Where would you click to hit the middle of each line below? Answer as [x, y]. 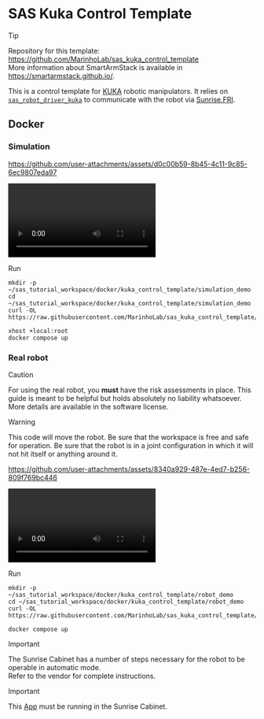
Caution [21, 374]
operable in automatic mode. [55, 667]
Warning [22, 421]
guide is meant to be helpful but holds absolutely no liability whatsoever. [125, 398]
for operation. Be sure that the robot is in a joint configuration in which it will [131, 445]
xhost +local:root [38, 331]
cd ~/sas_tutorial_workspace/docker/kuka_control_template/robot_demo [126, 602]
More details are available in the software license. [88, 406]
